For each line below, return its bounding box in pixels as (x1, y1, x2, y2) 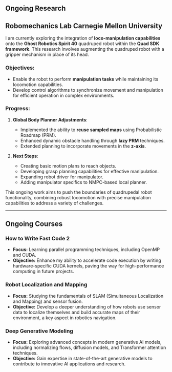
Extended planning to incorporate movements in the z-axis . (20, 143, 146, 149)
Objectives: (5, 64, 35, 71)
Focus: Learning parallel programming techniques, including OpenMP (12, 246, 160, 253)
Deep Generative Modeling (5, 327, 73, 335)
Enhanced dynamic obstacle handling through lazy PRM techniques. (20, 137, 165, 143)
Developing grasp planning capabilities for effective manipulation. (20, 168, 159, 174)
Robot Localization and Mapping (5, 281, 88, 288)
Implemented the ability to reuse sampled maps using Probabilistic (20, 127, 162, 133)
